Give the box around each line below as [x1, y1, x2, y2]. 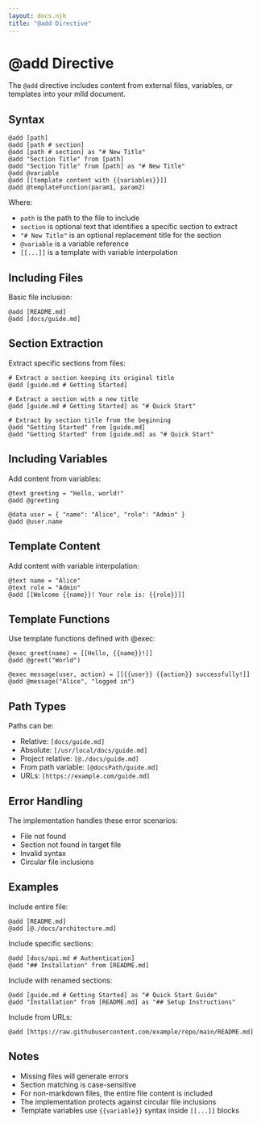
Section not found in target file [19, 840, 122, 850]
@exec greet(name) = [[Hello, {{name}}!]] [8, 649, 153, 658]
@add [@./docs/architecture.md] [8, 925, 117, 933]
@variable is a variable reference [19, 239, 129, 248]
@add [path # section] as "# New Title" [8, 148, 147, 157]
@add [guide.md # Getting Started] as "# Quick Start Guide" [8, 991, 218, 999]
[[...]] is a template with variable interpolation [19, 248, 179, 257]
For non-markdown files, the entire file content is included [19, 1088, 213, 1098]
